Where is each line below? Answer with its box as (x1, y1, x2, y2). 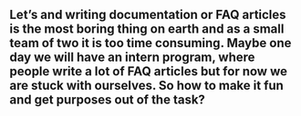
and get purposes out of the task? (9, 92, 205, 108)
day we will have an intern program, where (9, 50, 255, 65)
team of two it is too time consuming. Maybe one (9, 35, 292, 51)
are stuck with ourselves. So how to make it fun (9, 78, 285, 93)
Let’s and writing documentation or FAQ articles (9, 7, 286, 23)
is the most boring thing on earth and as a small (9, 22, 285, 37)
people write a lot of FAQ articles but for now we (9, 63, 287, 80)
